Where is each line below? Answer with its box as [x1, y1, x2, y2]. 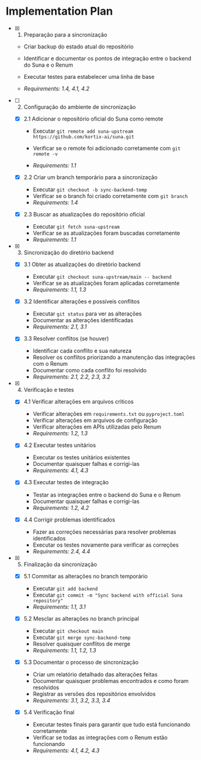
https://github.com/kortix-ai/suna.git [32, 134, 135, 140]
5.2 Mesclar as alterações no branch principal [23, 614, 139, 622]
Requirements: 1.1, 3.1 [32, 603, 86, 610]
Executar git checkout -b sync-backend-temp [32, 186, 147, 193]
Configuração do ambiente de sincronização [23, 103, 136, 111]
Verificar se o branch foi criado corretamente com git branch [32, 193, 188, 200]
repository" [32, 597, 64, 603]
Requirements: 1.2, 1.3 [32, 430, 88, 437]
